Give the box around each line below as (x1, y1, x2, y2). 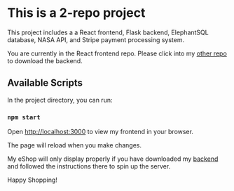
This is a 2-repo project (7, 5, 146, 21)
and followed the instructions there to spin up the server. (7, 162, 171, 171)
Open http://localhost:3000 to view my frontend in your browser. (7, 128, 194, 136)
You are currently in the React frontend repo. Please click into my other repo (7, 49, 228, 58)
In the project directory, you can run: (7, 95, 113, 104)
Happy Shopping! (7, 176, 58, 184)
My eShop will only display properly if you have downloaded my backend (7, 154, 219, 163)
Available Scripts (7, 77, 83, 89)
